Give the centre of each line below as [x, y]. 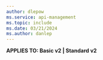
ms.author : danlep [29, 34]
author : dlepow [25, 12]
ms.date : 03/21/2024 [32, 28]
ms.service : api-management [41, 17]
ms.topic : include [29, 23]
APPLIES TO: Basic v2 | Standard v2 [51, 50]
